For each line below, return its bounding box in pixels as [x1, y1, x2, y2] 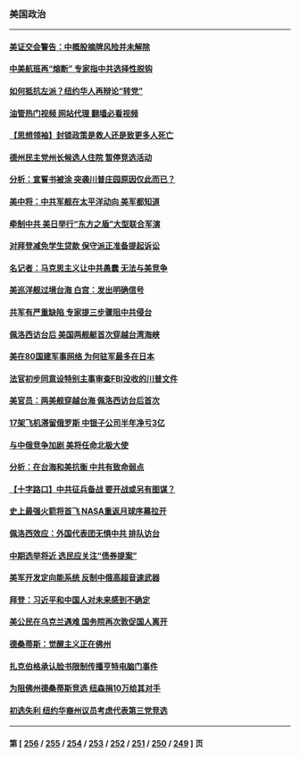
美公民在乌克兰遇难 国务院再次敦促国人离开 [9, 617, 168, 627]
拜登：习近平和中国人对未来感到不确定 [9, 594, 150, 605]
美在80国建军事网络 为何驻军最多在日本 [9, 351, 154, 362]
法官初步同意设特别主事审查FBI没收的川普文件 [9, 373, 179, 383]
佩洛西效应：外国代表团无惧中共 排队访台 [9, 527, 161, 538]
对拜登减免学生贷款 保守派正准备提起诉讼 [9, 240, 161, 251]
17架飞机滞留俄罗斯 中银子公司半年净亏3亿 [9, 417, 165, 428]
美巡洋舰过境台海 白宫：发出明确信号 [9, 284, 145, 296]
